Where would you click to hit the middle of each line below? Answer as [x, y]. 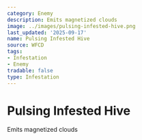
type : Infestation [33, 77]
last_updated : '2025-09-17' [47, 32]
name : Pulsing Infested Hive [48, 39]
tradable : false [30, 70]
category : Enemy [30, 13]
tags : [15, 52]
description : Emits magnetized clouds [62, 20]
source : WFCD [26, 45]
